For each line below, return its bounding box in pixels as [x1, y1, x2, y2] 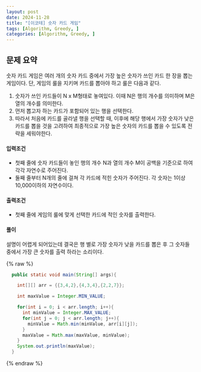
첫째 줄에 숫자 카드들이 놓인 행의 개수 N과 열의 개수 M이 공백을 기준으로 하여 [14, 159, 193, 166]
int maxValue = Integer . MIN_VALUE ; [17, 293, 106, 299]
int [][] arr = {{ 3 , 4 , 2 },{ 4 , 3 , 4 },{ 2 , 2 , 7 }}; [17, 282, 125, 288]
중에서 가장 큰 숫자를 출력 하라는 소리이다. [6, 248, 104, 255]
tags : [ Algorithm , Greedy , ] [6, 25, 79, 32]
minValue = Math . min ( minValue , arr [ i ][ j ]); [28, 321, 138, 327]
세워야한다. [26, 130, 52, 137]
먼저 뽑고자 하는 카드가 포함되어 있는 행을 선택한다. [14, 107, 134, 114]
